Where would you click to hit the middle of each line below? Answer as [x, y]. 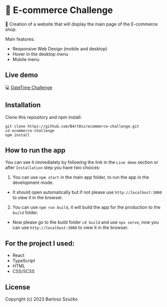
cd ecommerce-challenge [30, 130]
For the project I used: [40, 243]
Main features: [20, 39]
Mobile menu [26, 59]
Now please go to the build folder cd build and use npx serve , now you [85, 222]
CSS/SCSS [23, 271]
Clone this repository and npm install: [44, 117]
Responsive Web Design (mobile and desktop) [60, 48]
